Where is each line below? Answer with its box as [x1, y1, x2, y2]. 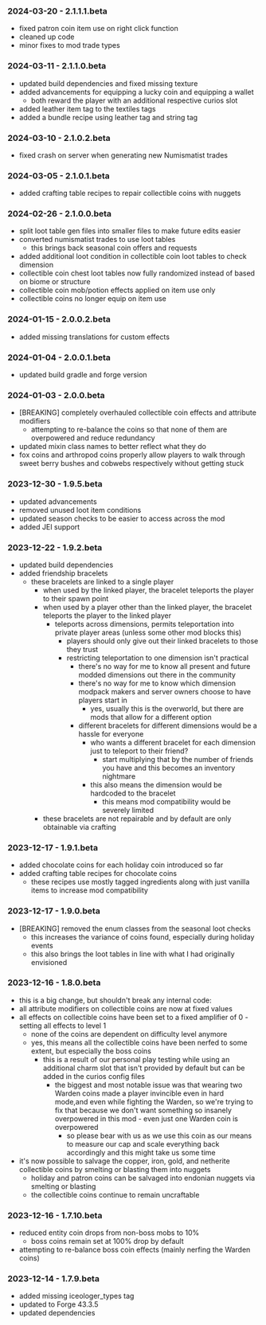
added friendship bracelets [18, 568, 108, 578]
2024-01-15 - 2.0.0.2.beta [7, 314, 111, 325]
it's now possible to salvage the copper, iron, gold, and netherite [18, 1156, 230, 1166]
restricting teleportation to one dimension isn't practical [66, 653, 248, 662]
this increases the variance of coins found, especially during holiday [30, 932, 255, 941]
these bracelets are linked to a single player [30, 577, 174, 586]
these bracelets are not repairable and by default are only [42, 814, 232, 823]
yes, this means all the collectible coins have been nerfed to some [30, 1038, 248, 1047]
